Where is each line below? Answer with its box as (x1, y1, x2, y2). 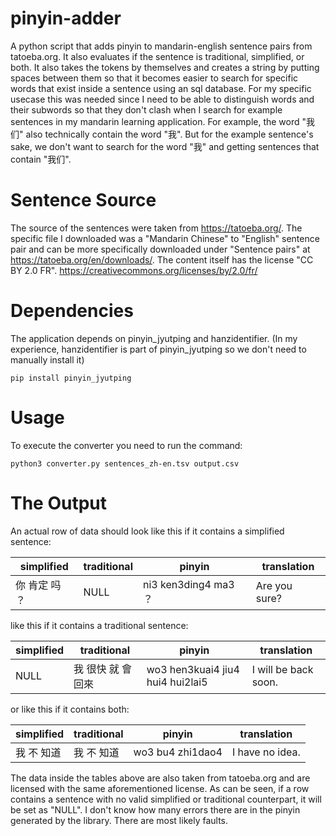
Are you (255, 578, 293, 592)
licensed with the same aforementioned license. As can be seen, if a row (10, 782, 310, 794)
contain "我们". (10, 153, 72, 165)
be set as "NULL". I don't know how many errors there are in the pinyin (10, 803, 301, 816)
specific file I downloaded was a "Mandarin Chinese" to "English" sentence (10, 232, 320, 244)
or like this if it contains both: (10, 703, 130, 715)
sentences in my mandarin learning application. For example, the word (10, 115, 300, 127)
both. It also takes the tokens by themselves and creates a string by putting (10, 61, 320, 73)
